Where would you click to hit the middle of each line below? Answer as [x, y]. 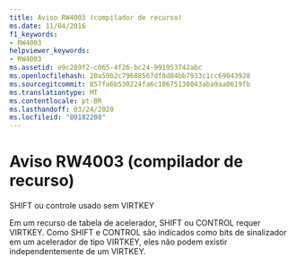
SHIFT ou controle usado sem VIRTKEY [82, 206]
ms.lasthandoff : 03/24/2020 [62, 109]
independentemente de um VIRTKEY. [78, 252]
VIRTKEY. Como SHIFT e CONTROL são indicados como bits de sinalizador [148, 233]
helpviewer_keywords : [50, 51]
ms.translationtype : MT [54, 92]
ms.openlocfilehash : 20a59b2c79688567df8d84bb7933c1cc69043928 [130, 76]
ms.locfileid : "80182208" [57, 117]
